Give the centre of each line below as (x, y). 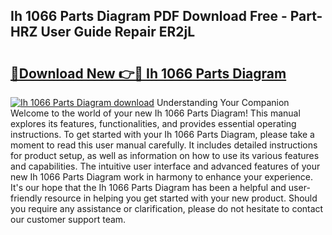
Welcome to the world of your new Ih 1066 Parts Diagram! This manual (155, 113)
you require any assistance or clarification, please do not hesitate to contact (167, 208)
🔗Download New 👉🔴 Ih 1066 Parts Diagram (148, 73)
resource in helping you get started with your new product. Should (181, 198)
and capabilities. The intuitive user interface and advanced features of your (165, 166)
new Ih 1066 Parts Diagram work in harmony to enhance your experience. (162, 177)
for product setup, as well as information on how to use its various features (165, 155)
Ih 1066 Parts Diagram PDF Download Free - (149, 16)
